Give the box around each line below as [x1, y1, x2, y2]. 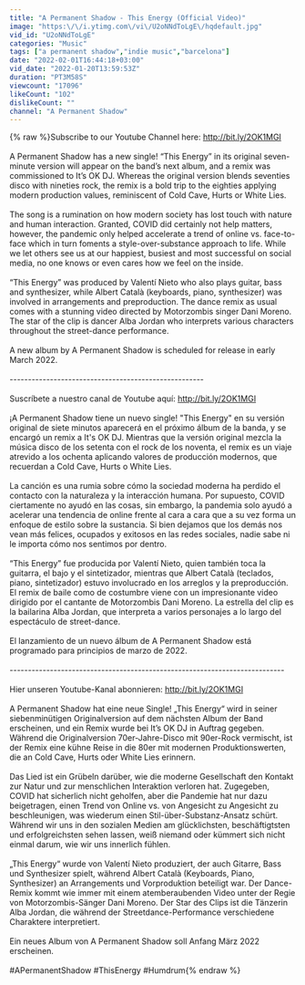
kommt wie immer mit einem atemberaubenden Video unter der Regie [35, 887, 296, 898]
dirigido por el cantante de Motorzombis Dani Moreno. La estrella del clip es [9, 596, 294, 607]
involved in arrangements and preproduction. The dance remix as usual [9, 296, 278, 307]
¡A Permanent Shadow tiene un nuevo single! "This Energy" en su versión [9, 412, 285, 424]
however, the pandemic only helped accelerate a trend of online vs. [9, 229, 262, 240]
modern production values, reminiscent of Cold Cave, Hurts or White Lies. [9, 190, 287, 201]
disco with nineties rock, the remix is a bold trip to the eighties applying [9, 180, 277, 192]
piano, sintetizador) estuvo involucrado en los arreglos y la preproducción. [9, 577, 289, 588]
